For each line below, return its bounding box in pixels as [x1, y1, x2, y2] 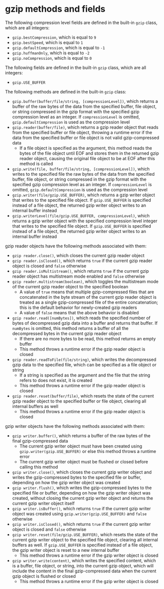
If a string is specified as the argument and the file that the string [19, 372, 150, 378]
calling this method [19, 464, 58, 470]
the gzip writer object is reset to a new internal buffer [12, 547, 120, 553]
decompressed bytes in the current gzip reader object [12, 330, 121, 336]
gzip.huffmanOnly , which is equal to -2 [12, 50, 90, 56]
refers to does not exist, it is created [19, 377, 93, 383]
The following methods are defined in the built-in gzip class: [5, 89, 126, 94]
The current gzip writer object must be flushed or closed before [19, 459, 148, 465]
